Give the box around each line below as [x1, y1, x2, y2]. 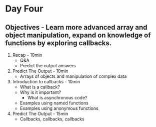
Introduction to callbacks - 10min [12, 79, 80, 84]
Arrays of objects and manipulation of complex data [19, 73, 127, 79]
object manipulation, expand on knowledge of [5, 31, 151, 39]
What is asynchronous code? [27, 95, 87, 100]
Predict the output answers [19, 63, 76, 68]
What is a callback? [19, 84, 60, 90]
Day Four [5, 3, 43, 15]
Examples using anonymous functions [19, 105, 98, 111]
